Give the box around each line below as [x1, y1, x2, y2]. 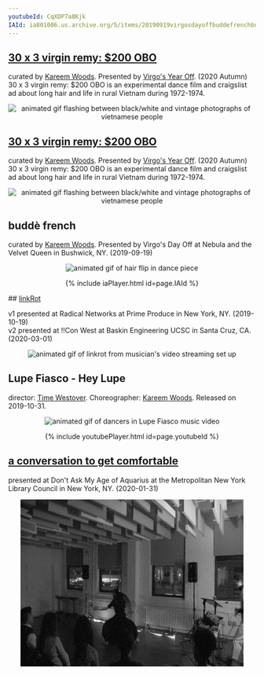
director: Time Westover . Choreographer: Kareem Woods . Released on [8, 393, 236, 402]
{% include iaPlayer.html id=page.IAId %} [65, 278, 199, 288]
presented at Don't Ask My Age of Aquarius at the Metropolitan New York [8, 475, 246, 485]
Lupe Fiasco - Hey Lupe [8, 372, 126, 385]
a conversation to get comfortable [8, 454, 178, 468]
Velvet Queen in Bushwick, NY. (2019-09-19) [8, 248, 153, 257]
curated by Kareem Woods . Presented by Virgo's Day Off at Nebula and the [8, 240, 252, 249]
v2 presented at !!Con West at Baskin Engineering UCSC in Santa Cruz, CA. [8, 325, 251, 335]
